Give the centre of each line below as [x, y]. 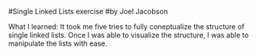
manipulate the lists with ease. [58, 43]
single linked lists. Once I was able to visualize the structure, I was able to [128, 35]
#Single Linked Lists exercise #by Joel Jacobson [88, 11]
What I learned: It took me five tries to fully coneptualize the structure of [127, 26]
